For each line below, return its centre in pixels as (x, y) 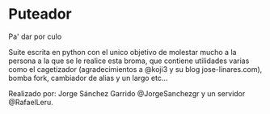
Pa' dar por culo (35, 36)
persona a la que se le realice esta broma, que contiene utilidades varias (129, 61)
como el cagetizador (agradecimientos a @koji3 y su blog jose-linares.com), (135, 69)
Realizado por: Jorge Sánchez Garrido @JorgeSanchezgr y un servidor (127, 93)
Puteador (40, 14)
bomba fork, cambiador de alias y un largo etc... (88, 78)
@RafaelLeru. (31, 102)
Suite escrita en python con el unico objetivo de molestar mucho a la (122, 52)
